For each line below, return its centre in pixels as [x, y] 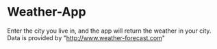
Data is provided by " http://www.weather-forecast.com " [86, 37]
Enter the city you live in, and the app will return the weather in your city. [109, 31]
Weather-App [47, 12]
